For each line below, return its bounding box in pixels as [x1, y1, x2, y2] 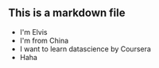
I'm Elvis [19, 27, 48, 36]
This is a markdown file [8, 6, 126, 20]
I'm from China [19, 36, 69, 45]
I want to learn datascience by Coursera [19, 43, 151, 54]
